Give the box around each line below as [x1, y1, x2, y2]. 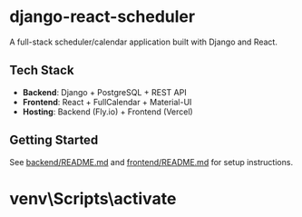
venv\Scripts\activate [9, 188, 177, 209]
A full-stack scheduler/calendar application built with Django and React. [9, 36, 278, 47]
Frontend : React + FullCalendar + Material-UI [22, 96, 192, 107]
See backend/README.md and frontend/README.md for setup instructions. [9, 156, 293, 167]
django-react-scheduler [9, 6, 196, 27]
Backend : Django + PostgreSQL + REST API [22, 86, 188, 97]
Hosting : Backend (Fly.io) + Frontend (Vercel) [22, 106, 193, 117]
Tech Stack [9, 63, 74, 78]
